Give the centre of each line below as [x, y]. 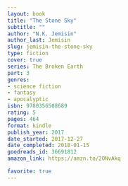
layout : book [26, 14]
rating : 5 [22, 112]
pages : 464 [23, 119]
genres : [19, 80]
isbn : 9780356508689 [38, 106]
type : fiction [28, 54]
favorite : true [30, 171]
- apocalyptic [28, 100]
